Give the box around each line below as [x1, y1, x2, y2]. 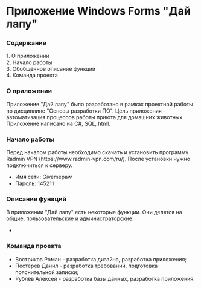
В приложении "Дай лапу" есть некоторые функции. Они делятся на [6, 209, 182, 216]
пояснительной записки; [14, 268, 79, 276]
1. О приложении [6, 53, 49, 60]
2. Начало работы [6, 59, 53, 66]
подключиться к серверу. [6, 162, 73, 169]
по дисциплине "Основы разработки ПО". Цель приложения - [6, 107, 166, 114]
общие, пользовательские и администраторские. [6, 215, 134, 222]
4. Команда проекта [6, 71, 59, 79]
